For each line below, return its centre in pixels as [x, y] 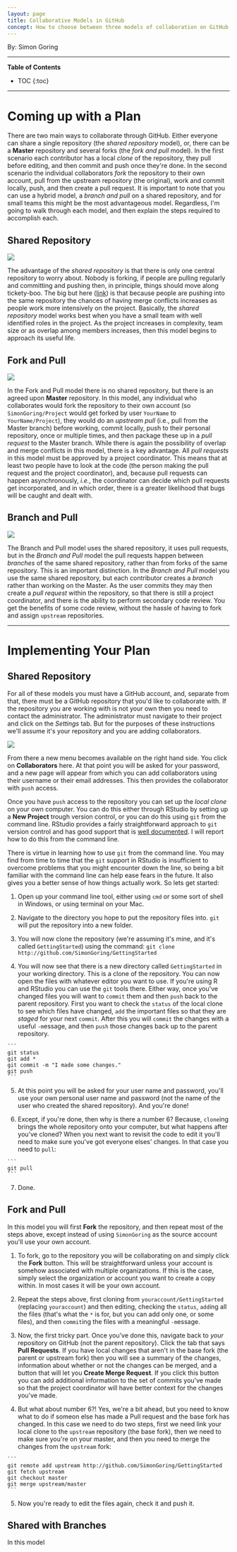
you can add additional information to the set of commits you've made [119, 1380]
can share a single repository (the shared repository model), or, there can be [119, 143]
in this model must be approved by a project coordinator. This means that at [117, 458]
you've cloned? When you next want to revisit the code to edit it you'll [119, 1134]
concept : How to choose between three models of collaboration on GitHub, [120, 27]
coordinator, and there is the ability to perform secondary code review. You [116, 600]
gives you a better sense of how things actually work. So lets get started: [113, 882]
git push [20, 1071]
